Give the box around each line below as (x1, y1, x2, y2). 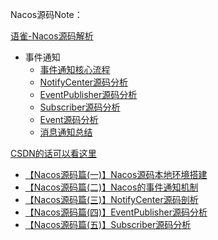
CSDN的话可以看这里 (10, 148, 97, 159)
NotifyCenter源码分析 (39, 76, 129, 88)
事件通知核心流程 (39, 64, 111, 75)
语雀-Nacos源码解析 (10, 30, 94, 42)
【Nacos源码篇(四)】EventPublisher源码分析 (24, 206, 208, 218)
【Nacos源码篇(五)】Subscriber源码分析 (24, 219, 192, 230)
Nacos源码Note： (10, 9, 83, 20)
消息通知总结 (39, 126, 93, 138)
